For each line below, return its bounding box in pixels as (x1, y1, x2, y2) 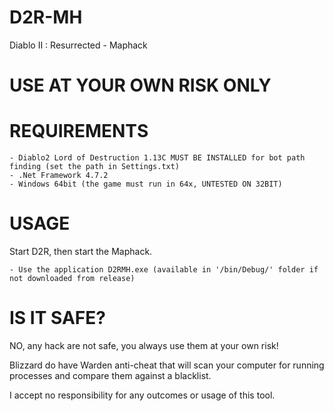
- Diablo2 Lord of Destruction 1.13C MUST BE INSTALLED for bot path (9, 153, 306, 163)
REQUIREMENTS (9, 120, 149, 143)
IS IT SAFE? (9, 307, 106, 330)
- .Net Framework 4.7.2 (9, 171, 109, 181)
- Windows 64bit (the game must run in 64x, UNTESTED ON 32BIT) (9, 179, 283, 190)
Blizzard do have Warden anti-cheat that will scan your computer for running (9, 359, 325, 371)
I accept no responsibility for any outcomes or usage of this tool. (9, 389, 276, 401)
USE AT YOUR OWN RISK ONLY (9, 74, 272, 97)
